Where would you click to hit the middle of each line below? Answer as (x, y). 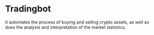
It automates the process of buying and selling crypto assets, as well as (77, 22)
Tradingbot (28, 9)
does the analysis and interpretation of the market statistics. (66, 27)
